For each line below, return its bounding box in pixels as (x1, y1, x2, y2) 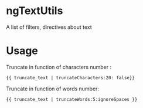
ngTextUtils (6, 4, 63, 18)
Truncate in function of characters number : (6, 63, 112, 70)
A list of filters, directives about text (6, 23, 92, 31)
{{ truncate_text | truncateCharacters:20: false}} (6, 75, 135, 80)
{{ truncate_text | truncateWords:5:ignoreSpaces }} (6, 96, 138, 102)
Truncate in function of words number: (6, 85, 100, 92)
